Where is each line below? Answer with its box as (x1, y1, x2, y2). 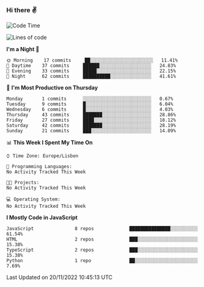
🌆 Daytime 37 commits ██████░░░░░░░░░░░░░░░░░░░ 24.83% (6, 63, 176, 69)
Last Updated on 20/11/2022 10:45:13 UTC (6, 274, 113, 281)
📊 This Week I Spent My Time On (6, 139, 93, 146)
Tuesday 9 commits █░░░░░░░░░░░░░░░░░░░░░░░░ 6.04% (6, 101, 173, 107)
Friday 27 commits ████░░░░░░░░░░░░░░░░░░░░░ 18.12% (6, 117, 176, 124)
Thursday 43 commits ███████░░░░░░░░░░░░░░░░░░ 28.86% (6, 112, 176, 118)
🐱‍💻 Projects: (6, 180, 40, 186)
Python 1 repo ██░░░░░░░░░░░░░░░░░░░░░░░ (6, 258, 199, 264)
